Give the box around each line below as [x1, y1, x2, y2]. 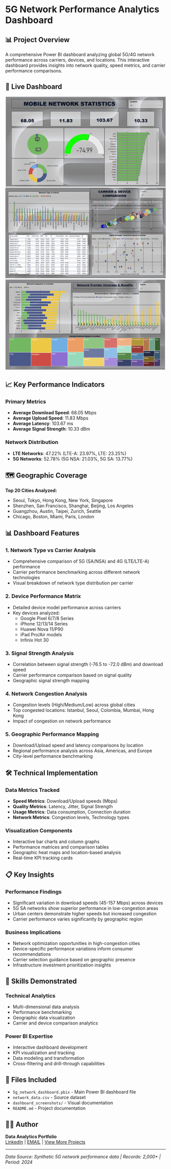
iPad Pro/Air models [20, 631, 62, 637]
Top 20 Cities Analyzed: [5, 487, 58, 493]
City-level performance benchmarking [12, 753, 93, 759]
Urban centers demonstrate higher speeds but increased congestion [12, 911, 157, 917]
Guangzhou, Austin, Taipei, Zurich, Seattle [12, 508, 101, 514]
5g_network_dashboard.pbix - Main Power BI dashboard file [12, 1089, 136, 1095]
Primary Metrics [5, 398, 46, 405]
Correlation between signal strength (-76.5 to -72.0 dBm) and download [12, 661, 163, 667]
